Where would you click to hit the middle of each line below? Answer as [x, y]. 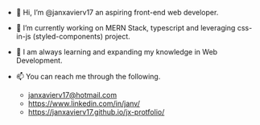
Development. [39, 60]
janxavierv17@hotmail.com [72, 95]
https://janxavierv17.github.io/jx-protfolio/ [96, 112]
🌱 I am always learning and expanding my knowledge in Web [117, 52]
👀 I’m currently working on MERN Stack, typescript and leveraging [126, 28]
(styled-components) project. [81, 36]
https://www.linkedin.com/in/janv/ [84, 103]
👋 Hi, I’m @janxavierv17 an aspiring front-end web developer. [117, 12]
